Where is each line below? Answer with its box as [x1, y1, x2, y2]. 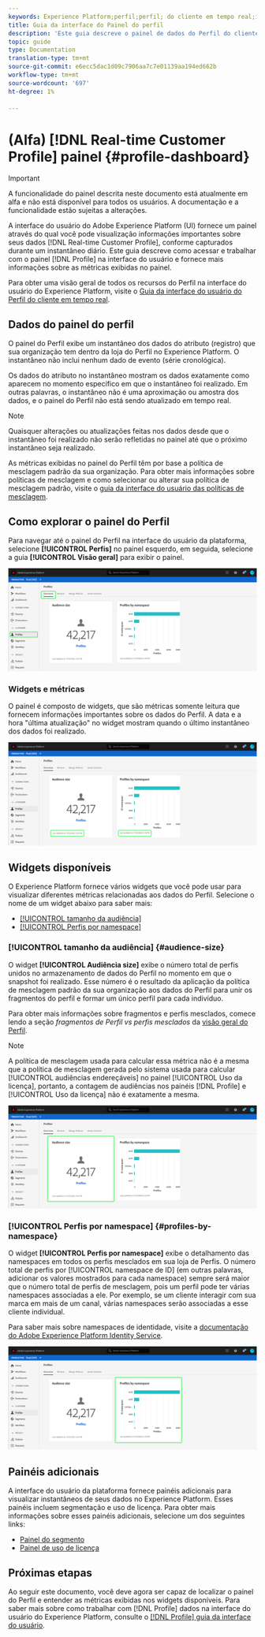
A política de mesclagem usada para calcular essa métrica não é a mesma [8, 1056, 250, 1065]
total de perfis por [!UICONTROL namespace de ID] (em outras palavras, [8, 1266, 244, 1275]
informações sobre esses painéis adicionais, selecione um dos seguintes [8, 1511, 245, 1521]
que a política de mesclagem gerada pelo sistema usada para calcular [8, 1065, 236, 1074]
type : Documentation [8, 46, 77, 54]
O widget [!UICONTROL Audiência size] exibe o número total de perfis [8, 960, 239, 969]
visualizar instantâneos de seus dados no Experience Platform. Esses [8, 1494, 234, 1504]
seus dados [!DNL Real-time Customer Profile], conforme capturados [8, 237, 233, 248]
